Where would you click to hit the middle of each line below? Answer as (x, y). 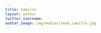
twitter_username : (24, 18)
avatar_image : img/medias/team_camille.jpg (51, 23)
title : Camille (21, 9)
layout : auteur (21, 14)
